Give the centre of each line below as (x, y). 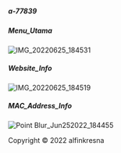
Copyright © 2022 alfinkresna (56, 141)
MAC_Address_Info (40, 105)
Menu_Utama (30, 30)
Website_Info (30, 68)
